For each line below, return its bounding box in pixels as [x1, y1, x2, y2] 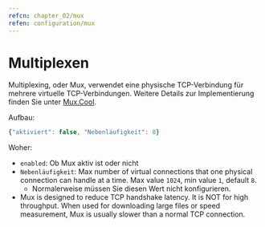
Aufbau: [8, 113, 35, 123]
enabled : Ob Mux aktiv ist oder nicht [19, 158, 139, 168]
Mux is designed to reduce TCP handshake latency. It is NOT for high [19, 193, 249, 202]
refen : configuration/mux [8, 19, 95, 27]
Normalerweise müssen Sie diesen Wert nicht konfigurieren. [31, 184, 231, 193]
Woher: [8, 143, 33, 152]
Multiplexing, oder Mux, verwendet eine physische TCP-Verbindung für [8, 80, 244, 90]
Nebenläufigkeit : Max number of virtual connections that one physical [19, 167, 253, 176]
